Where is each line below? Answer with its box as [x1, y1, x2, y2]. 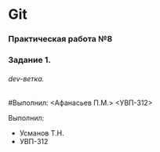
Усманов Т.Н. [19, 128, 64, 138]
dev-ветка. [8, 74, 45, 83]
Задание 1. [8, 55, 51, 66]
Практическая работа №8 [8, 34, 113, 45]
